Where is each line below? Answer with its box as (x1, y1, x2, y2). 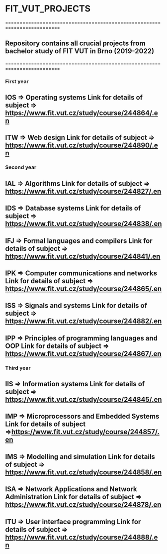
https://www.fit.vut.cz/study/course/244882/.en (5, 317, 162, 326)
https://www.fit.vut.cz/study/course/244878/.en (5, 501, 162, 509)
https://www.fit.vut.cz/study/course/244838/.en (5, 220, 162, 228)
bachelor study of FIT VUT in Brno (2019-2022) (5, 47, 155, 55)
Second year (5, 164, 37, 171)
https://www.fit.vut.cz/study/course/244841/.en (5, 252, 161, 260)
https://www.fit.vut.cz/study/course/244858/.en (5, 468, 162, 476)
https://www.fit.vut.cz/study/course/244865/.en (5, 284, 162, 293)
